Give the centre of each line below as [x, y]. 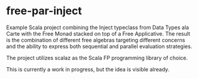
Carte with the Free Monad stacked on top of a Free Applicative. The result [98, 33]
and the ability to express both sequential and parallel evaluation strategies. [99, 46]
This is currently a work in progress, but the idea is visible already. [88, 69]
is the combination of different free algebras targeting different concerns [96, 40]
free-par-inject [44, 11]
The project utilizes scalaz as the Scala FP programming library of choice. [97, 58]
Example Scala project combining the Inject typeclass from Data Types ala [98, 27]
